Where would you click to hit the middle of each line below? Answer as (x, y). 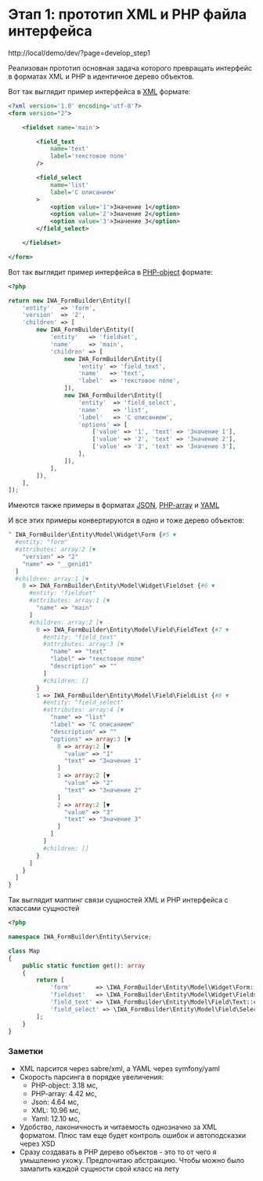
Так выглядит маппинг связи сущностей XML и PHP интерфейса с (118, 900)
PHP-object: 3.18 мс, (65, 1085)
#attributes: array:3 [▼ (83, 644)
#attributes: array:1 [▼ (69, 601)
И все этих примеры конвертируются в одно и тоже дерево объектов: (126, 520)
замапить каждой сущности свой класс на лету (99, 1168)
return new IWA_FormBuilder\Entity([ (70, 301)
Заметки (26, 1052)
